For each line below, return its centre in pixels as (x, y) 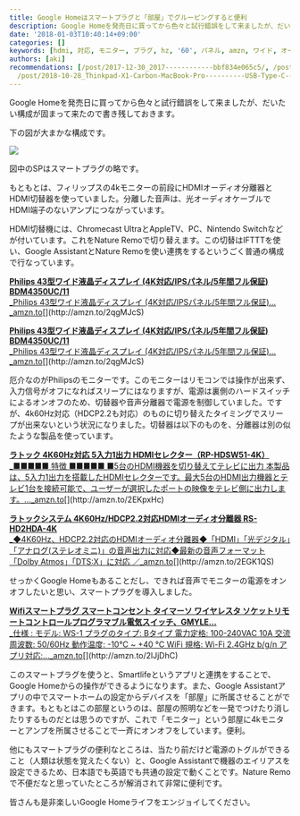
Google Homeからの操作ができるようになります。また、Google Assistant (144, 685)
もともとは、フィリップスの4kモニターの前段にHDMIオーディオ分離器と (141, 187)
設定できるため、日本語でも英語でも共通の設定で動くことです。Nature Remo (150, 771)
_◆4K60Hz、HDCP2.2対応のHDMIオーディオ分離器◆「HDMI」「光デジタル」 (150, 539)
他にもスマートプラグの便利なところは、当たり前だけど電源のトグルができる (150, 749)
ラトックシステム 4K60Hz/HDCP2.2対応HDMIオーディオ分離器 (125, 518)
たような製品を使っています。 (63, 436)
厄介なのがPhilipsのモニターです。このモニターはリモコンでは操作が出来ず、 (150, 379)
